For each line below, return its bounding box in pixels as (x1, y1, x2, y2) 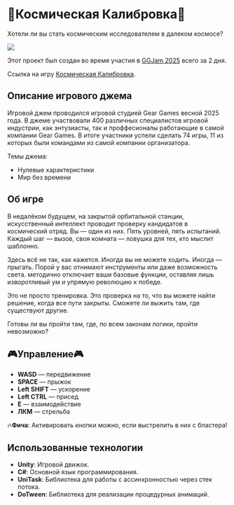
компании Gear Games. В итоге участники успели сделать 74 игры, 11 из (7, 131, 224, 139)
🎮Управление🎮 (7, 348, 84, 360)
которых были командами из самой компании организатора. (7, 138, 191, 146)
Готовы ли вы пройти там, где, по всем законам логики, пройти (7, 319, 198, 328)
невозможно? (7, 327, 49, 335)
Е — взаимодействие (17, 400, 82, 408)
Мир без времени (17, 173, 71, 181)
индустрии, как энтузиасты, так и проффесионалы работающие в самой (7, 123, 224, 132)
